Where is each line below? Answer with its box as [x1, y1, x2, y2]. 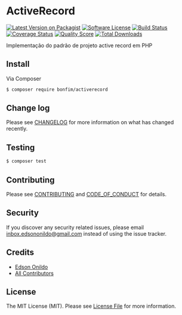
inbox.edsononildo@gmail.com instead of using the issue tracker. [6, 230, 167, 237]
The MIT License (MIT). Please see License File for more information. [6, 302, 176, 310]
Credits [6, 248, 35, 258]
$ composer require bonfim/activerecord [6, 87, 109, 92]
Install [6, 59, 30, 69]
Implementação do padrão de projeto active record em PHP [6, 42, 153, 49]
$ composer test [6, 158, 47, 165]
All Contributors [14, 270, 54, 277]
